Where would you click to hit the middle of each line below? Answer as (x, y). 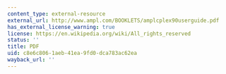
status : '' (23, 40)
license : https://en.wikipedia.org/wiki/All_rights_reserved (99, 33)
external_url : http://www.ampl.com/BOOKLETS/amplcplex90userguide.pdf (113, 20)
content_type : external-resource (56, 14)
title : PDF (23, 47)
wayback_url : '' (31, 60)
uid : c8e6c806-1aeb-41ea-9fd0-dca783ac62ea (72, 54)
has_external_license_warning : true (61, 27)
